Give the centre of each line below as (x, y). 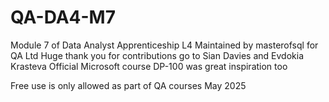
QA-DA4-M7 (63, 17)
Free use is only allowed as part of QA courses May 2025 (128, 85)
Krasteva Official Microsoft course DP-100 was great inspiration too (149, 66)
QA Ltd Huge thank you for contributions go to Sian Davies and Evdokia (157, 55)
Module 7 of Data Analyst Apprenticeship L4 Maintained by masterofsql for (164, 45)
